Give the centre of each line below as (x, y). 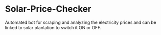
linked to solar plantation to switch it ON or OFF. (53, 27)
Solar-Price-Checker (48, 9)
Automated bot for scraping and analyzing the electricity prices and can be (81, 22)
